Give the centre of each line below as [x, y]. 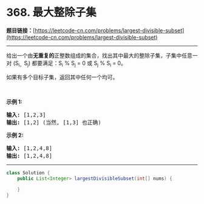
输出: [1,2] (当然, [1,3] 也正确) [54, 122]
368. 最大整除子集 [52, 12]
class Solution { [28, 173]
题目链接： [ [21, 30]
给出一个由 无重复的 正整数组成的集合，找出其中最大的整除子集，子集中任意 [99, 55]
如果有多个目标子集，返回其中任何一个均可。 [62, 77]
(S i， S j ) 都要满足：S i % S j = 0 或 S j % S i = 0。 [70, 63]
